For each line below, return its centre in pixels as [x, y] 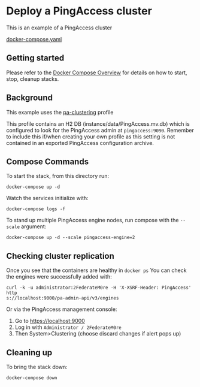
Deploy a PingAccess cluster [79, 11]
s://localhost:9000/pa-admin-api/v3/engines [63, 298]
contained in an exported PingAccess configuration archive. [80, 143]
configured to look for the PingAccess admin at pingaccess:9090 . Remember [100, 130]
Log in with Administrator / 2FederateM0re [68, 327]
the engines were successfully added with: [59, 277]
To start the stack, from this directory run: [58, 176]
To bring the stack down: [37, 367]
